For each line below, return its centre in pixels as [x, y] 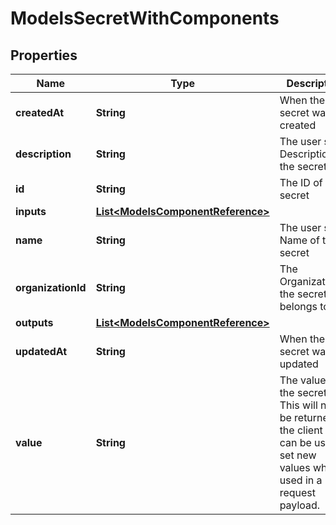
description [43, 154]
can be [295, 442]
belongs [298, 306]
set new [298, 455]
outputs [34, 322]
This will [298, 405]
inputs [31, 211]
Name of [299, 240]
